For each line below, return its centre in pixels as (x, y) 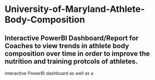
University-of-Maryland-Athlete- (75, 9)
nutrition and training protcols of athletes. (71, 61)
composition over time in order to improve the (77, 53)
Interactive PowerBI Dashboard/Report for (71, 38)
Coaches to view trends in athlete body (67, 46)
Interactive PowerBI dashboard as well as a (49, 73)
